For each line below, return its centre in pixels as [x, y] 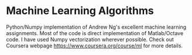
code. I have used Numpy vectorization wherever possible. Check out [90, 39]
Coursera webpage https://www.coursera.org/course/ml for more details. [95, 46]
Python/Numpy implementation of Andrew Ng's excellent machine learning [96, 27]
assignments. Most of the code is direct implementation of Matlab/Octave [95, 33]
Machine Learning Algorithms [80, 11]
